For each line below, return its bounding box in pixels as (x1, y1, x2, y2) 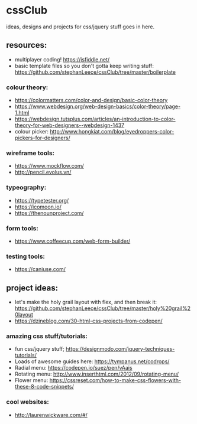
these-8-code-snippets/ (14, 383, 74, 390)
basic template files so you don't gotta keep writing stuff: (14, 62, 154, 69)
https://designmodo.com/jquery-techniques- (66, 345, 175, 353)
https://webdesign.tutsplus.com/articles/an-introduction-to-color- (14, 116, 176, 123)
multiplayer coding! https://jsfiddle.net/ (14, 56, 110, 63)
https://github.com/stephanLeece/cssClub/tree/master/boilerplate (14, 69, 176, 76)
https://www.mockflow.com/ (14, 162, 84, 169)
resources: (6, 40, 47, 50)
